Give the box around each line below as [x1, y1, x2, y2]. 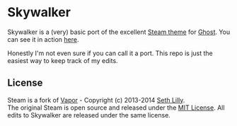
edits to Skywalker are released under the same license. [7, 110, 171, 119]
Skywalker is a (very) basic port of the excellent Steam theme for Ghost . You [7, 28, 231, 36]
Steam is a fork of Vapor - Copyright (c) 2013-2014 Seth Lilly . [7, 96, 185, 104]
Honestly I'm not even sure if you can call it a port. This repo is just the [7, 49, 214, 57]
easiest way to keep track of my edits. [7, 56, 118, 64]
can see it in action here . [7, 35, 79, 43]
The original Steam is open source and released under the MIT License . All [7, 103, 225, 112]
